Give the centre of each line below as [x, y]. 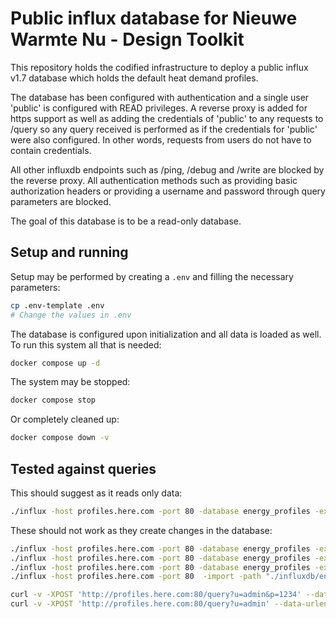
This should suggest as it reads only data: [96, 493]
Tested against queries [83, 468]
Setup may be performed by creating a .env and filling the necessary [152, 276]
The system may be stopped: [70, 382]
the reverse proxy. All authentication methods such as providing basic [154, 180]
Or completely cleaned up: [65, 419]
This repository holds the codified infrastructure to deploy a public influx [159, 67]
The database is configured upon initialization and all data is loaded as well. [166, 334]
